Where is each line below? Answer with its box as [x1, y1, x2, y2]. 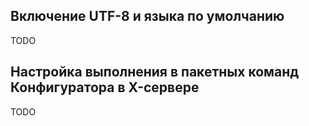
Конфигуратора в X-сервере [10, 79, 200, 96]
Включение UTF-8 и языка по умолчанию [10, 8, 285, 25]
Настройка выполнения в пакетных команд [10, 64, 300, 81]
